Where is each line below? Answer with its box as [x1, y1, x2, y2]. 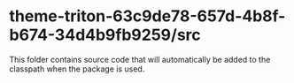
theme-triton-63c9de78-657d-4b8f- [9, 6, 286, 26]
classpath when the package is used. [9, 64, 145, 74]
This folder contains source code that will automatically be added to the [9, 54, 271, 64]
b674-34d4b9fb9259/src [9, 25, 201, 45]
